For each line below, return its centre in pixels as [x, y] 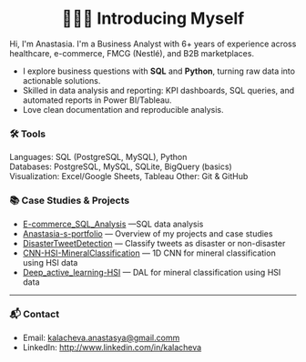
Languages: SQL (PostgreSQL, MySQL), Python [98, 157]
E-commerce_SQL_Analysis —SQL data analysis [113, 224]
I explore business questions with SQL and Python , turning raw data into [159, 71]
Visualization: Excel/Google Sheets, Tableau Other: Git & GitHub [129, 176]
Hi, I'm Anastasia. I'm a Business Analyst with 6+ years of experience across [153, 44]
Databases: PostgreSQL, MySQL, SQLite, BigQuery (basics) [121, 166]
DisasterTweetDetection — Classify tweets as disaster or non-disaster [154, 243]
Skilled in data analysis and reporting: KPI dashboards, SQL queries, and [158, 90]
